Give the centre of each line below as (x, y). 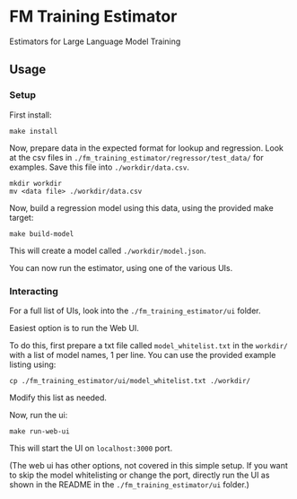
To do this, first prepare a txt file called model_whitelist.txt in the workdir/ (149, 345)
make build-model (42, 234)
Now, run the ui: (39, 415)
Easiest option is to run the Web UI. (74, 328)
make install (34, 131)
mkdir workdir (36, 183)
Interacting (34, 291)
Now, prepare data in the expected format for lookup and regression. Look (147, 148)
